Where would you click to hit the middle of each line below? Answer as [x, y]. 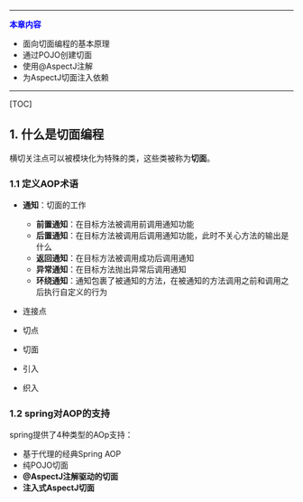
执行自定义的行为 [76, 292]
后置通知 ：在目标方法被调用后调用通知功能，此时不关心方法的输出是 [162, 236]
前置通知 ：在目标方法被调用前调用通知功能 [115, 224]
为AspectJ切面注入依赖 [66, 77]
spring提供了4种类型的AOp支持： [71, 435]
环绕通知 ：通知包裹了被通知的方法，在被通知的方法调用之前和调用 [158, 281]
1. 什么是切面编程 [57, 135]
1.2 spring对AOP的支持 [60, 414]
